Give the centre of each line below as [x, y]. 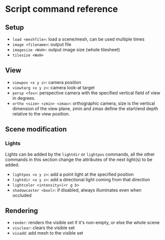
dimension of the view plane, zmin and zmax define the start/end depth [85, 108]
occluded [22, 195]
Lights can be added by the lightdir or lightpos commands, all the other [80, 154]
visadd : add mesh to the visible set [48, 233]
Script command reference [61, 9]
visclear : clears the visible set [44, 228]
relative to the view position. [41, 114]
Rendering [22, 211]
